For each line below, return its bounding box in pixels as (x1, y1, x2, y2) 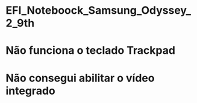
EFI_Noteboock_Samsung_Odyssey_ (5, 4, 191, 17)
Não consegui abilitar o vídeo (5, 71, 155, 84)
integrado (5, 84, 55, 98)
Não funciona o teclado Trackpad (5, 44, 176, 57)
